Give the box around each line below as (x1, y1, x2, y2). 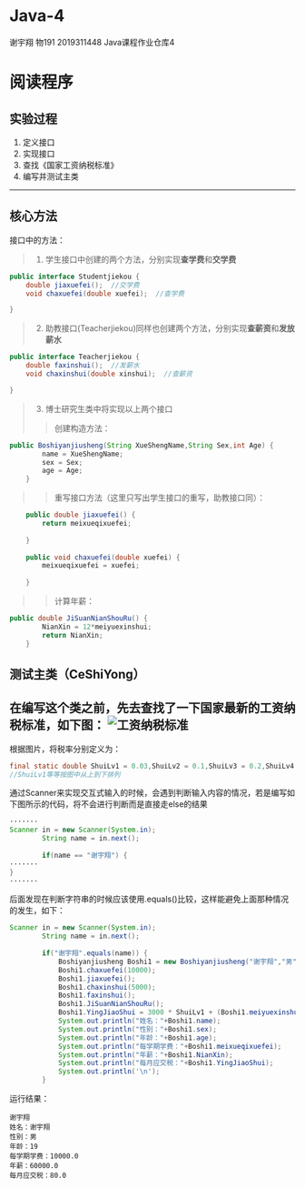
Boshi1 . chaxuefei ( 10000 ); (57, 965, 156, 974)
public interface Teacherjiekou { (9, 352, 141, 362)
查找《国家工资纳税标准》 (22, 159, 119, 170)
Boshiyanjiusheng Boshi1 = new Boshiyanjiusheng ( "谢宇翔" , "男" (57, 957, 297, 966)
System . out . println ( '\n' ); (57, 1067, 161, 1076)
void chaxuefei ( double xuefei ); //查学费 (25, 288, 184, 298)
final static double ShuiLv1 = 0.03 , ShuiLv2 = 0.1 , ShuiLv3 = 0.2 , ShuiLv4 (9, 761, 295, 770)
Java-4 (9, 5, 65, 26)
